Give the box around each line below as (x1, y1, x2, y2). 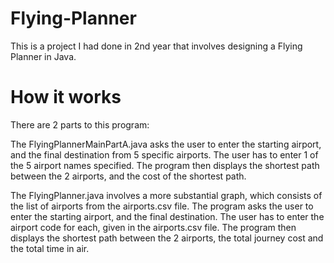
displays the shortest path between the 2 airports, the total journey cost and (10, 232, 324, 244)
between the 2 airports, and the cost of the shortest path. (10, 170, 247, 182)
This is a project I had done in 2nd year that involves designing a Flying (10, 40, 303, 52)
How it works (10, 86, 122, 109)
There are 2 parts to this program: (10, 118, 150, 131)
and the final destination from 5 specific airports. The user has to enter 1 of (10, 148, 319, 161)
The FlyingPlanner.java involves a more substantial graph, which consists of (10, 189, 323, 201)
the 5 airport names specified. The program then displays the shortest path (10, 159, 320, 171)
